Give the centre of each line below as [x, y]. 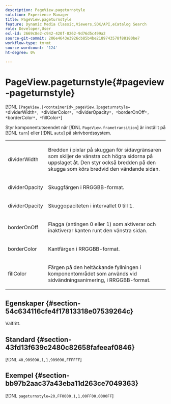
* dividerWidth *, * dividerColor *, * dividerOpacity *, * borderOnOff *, [77, 112]
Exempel [19, 376]
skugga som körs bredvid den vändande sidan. [104, 169]
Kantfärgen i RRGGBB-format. [84, 249]
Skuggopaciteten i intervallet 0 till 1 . [91, 206]
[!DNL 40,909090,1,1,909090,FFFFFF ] [44, 360]
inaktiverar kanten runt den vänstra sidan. [98, 231]
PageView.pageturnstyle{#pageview [85, 82]
